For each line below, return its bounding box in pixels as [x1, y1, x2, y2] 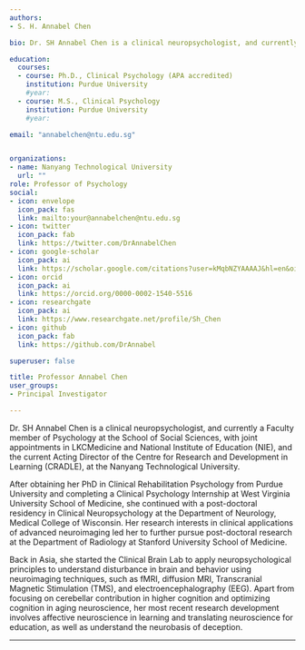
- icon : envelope [9, 196, 75, 205]
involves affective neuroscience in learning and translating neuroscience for [9, 612, 293, 623]
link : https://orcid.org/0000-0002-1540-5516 [17, 290, 193, 299]
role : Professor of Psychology [9, 180, 128, 189]
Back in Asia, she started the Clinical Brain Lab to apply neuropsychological [9, 554, 292, 565]
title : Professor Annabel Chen [9, 373, 128, 382]
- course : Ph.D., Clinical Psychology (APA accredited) [17, 72, 233, 81]
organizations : [9, 154, 67, 163]
